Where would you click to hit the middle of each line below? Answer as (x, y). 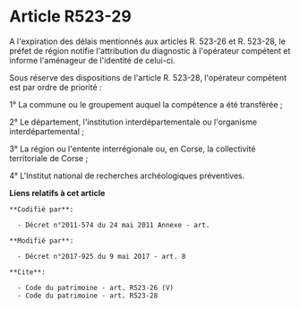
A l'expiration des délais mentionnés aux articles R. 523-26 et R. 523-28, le (148, 41)
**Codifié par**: (42, 209)
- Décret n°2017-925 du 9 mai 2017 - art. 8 (102, 256)
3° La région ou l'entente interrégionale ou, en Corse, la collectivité (133, 149)
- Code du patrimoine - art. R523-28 (88, 296)
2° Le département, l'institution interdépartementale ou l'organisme (133, 122)
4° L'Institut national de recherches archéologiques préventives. (127, 176)
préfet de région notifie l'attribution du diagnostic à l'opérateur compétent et (150, 50)
